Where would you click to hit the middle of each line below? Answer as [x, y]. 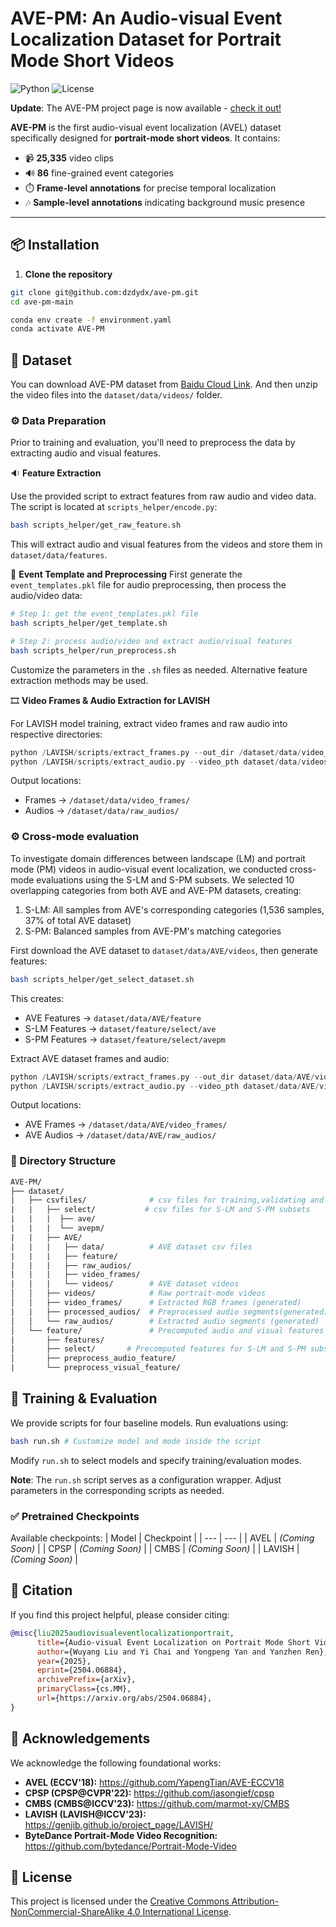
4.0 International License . [179, 1912]
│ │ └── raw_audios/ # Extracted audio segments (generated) [165, 1321]
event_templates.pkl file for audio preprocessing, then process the [148, 585]
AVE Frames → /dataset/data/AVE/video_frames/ [126, 1124]
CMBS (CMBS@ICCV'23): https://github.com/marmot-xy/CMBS [157, 1803]
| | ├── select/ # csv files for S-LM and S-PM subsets [160, 1210]
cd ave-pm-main [42, 302]
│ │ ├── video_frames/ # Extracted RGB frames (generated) [156, 1303]
